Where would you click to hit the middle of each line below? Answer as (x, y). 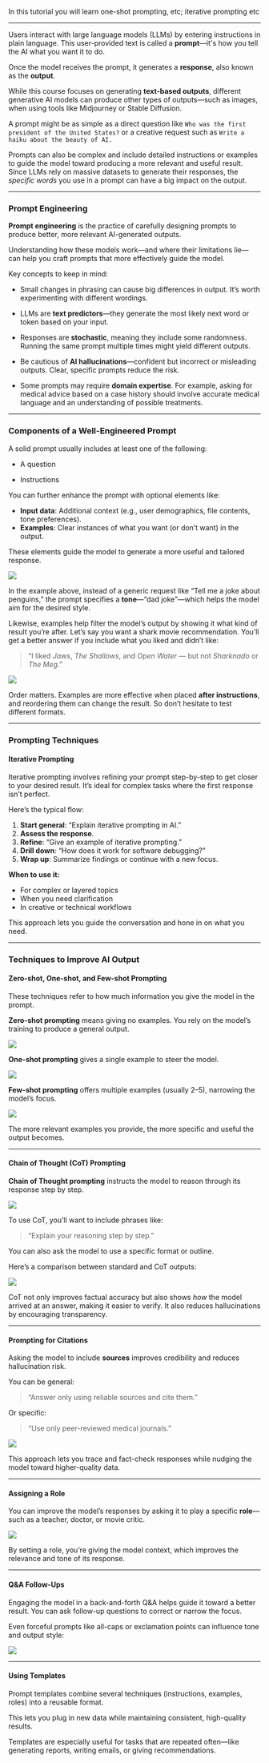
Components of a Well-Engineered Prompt (92, 431)
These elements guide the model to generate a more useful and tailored (126, 551)
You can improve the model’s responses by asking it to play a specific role (130, 1511)
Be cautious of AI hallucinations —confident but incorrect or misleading (138, 362)
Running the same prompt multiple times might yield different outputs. (135, 346)
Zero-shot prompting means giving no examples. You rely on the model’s (130, 1020)
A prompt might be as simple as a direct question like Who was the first (127, 124)
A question (38, 464)
